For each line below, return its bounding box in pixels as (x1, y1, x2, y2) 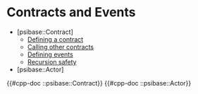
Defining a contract (27, 35, 84, 43)
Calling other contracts (27, 42, 94, 51)
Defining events (27, 50, 73, 59)
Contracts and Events (6, 4, 136, 20)
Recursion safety (27, 57, 77, 66)
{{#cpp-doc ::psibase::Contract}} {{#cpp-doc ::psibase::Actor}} (6, 78, 192, 87)
